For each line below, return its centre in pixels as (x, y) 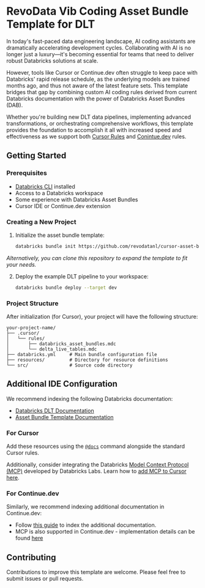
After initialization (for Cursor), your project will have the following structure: (102, 316)
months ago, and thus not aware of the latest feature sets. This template (97, 85)
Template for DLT (51, 24)
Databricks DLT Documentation (54, 411)
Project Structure (32, 303)
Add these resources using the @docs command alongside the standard (96, 446)
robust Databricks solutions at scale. (52, 61)
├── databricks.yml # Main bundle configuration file (82, 354)
